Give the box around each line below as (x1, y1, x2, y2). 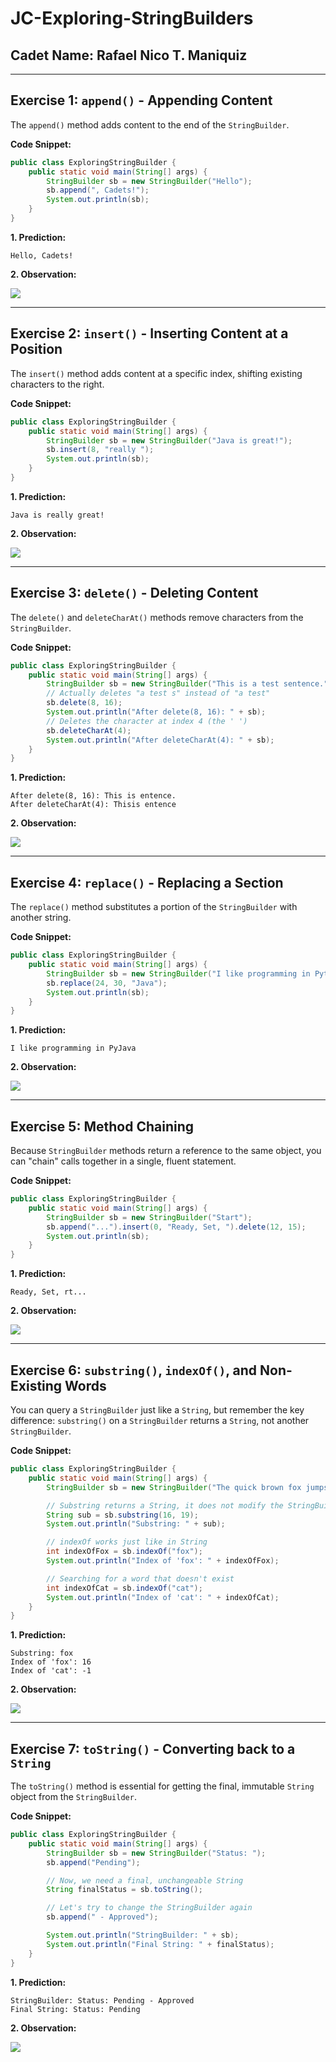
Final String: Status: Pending (10, 2004, 141, 2014)
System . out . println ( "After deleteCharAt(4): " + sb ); (46, 735, 275, 745)
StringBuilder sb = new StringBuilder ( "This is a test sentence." (46, 679, 329, 689)
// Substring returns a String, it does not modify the (46, 1500, 284, 1511)
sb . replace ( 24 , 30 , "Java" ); (46, 978, 168, 988)
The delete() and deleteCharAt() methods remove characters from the (10, 611, 304, 623)
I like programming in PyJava (10, 1043, 137, 1054)
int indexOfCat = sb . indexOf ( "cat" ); (46, 1583, 203, 1593)
